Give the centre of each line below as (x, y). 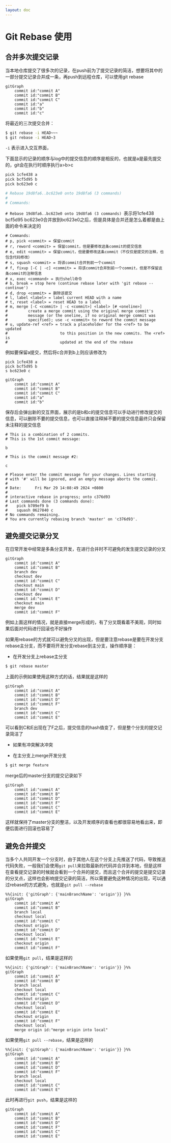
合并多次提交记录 (32, 57)
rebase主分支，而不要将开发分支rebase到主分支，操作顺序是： (71, 646)
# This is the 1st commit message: (43, 439)
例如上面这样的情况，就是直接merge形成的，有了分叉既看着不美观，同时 (81, 622)
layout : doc (18, 10)
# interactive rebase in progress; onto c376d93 (58, 497)
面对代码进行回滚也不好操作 (43, 629)
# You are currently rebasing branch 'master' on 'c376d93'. (72, 519)
